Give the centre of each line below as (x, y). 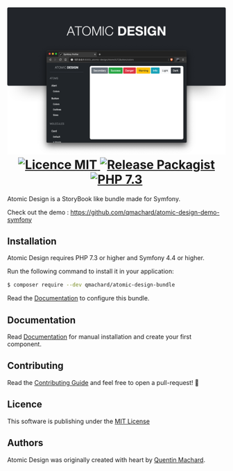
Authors (25, 443)
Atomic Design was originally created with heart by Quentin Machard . (106, 460)
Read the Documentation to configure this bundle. (78, 298)
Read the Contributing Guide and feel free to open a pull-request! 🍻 (103, 382)
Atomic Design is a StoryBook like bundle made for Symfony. (94, 198)
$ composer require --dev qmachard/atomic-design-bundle (91, 285)
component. (24, 344)
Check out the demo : (38, 212)
